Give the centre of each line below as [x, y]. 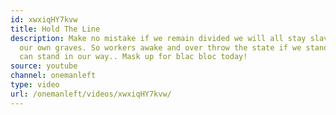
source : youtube [44, 66]
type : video [35, 85]
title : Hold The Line [55, 29]
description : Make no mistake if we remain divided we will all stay [158, 38]
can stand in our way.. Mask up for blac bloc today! [133, 57]
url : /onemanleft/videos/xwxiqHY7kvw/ [91, 94]
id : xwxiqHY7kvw [44, 19]
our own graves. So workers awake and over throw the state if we [160, 47]
